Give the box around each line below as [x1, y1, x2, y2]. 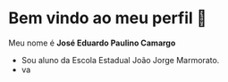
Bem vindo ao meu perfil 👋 [8, 8, 207, 29]
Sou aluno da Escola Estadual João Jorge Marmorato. [21, 54, 220, 65]
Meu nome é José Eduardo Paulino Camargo [8, 37, 176, 48]
